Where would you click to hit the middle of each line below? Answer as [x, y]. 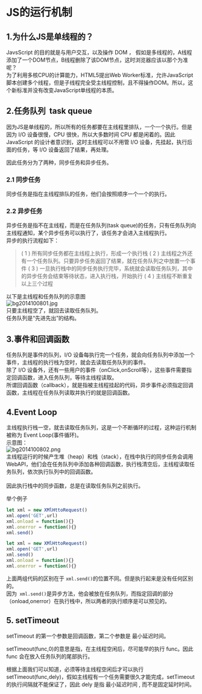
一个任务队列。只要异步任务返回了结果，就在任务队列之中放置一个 [108, 261]
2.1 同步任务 [24, 179]
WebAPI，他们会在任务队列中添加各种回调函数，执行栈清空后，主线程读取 [98, 464]
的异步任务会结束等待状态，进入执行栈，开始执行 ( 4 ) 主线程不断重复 [107, 276]
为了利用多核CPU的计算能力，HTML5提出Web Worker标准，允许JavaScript [100, 75]
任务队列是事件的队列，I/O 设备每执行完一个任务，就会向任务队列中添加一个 [100, 355]
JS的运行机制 [39, 12]
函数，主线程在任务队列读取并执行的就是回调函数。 [70, 393]
